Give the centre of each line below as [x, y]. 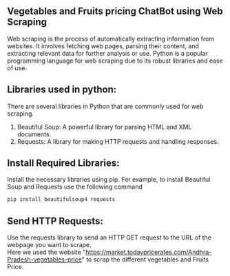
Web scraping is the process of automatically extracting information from [111, 39]
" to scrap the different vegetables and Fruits [145, 259]
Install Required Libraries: [63, 163]
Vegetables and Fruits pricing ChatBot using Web [115, 11]
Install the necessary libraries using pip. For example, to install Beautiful [109, 180]
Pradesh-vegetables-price [45, 259]
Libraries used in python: [62, 90]
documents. [34, 134]
